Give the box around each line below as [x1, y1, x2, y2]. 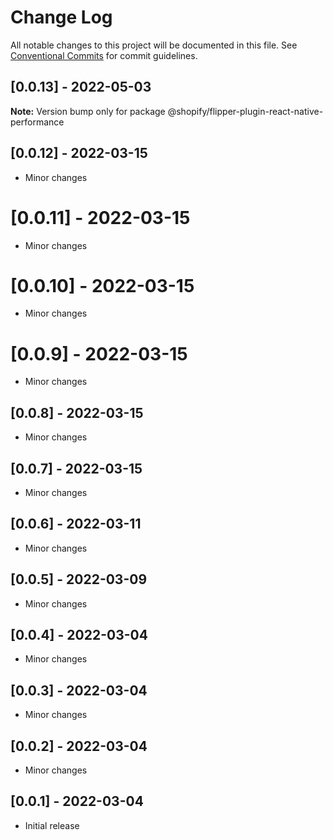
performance [10, 116, 65, 128]
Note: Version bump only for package [10, 105, 166, 117]
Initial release [24, 819, 80, 831]
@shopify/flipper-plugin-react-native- [167, 105, 324, 117]
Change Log [10, 6, 113, 29]
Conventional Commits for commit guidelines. [10, 49, 198, 61]
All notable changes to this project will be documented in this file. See [10, 39, 298, 51]
